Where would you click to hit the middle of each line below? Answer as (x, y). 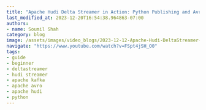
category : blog (26, 35)
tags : (13, 52)
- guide (16, 57)
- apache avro (25, 86)
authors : (17, 23)
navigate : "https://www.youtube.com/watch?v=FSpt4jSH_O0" (82, 46)
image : (15, 40)
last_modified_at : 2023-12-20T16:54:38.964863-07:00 (75, 18)
